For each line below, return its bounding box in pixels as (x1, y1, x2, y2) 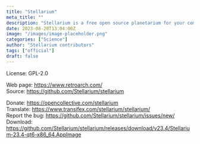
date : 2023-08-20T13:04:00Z (6, 25, 76, 32)
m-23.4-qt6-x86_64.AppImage (6, 131, 82, 138)
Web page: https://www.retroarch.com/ (6, 81, 103, 88)
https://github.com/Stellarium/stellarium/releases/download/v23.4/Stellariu (6, 124, 190, 131)
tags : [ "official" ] (6, 48, 55, 54)
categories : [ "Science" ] (6, 36, 68, 42)
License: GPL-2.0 (6, 69, 49, 76)
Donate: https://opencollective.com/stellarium (6, 99, 118, 106)
